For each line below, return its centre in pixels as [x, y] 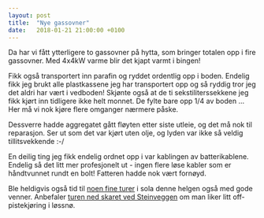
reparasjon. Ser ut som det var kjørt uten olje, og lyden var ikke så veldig [126, 133]
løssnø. [63, 205]
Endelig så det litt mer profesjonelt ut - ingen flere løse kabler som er [120, 165]
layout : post [30, 15]
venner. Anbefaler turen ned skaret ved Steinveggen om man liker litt [119, 197]
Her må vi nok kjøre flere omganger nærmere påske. [93, 109]
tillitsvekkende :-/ [36, 142]
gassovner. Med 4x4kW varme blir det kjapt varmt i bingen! [104, 61]
